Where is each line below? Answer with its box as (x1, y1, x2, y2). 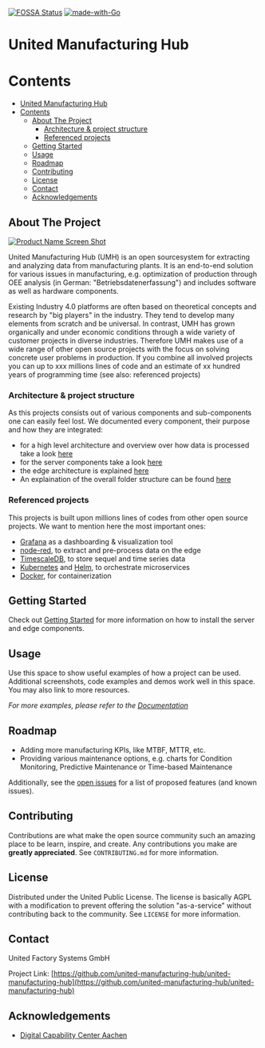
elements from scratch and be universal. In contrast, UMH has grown (8, 319, 235, 328)
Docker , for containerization (19, 571, 112, 580)
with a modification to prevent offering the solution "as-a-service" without (8, 901, 251, 910)
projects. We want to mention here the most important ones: (8, 521, 206, 531)
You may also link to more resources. (8, 685, 130, 695)
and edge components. (8, 624, 85, 633)
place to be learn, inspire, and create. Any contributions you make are (8, 839, 238, 849)
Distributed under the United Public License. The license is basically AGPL (8, 892, 252, 901)
